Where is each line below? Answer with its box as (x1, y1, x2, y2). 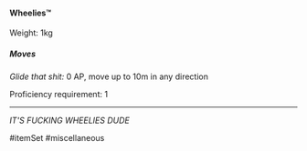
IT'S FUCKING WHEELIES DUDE (9, 115, 130, 126)
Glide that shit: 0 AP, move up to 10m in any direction (9, 71, 208, 82)
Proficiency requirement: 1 (9, 89, 108, 100)
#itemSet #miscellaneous (9, 133, 105, 144)
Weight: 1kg (9, 27, 53, 38)
